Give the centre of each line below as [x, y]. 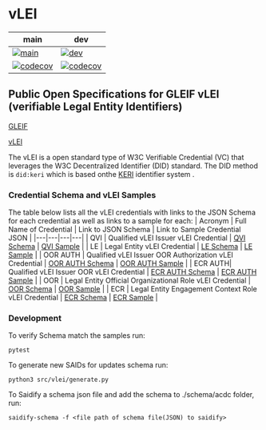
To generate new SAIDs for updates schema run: [88, 365]
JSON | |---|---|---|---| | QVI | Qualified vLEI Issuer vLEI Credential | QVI [127, 238]
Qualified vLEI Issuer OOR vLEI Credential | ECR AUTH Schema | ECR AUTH [133, 272]
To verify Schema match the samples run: [77, 336]
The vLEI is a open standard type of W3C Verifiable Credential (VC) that [126, 157]
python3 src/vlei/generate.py [59, 380]
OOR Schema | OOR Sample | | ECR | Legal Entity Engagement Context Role [133, 289]
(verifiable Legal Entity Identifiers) [95, 107]
